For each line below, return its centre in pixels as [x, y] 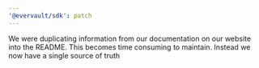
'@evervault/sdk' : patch [50, 16]
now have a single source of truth [64, 55]
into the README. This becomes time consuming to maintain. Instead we [129, 47]
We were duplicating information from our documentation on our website [130, 38]
